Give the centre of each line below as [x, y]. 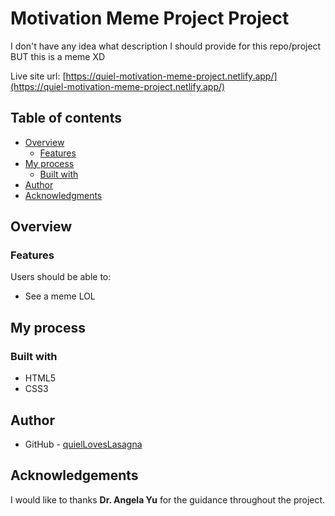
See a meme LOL [60, 296]
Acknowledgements [74, 475]
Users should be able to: [61, 277]
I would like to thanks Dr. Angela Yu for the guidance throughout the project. [168, 499]
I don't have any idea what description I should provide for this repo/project [166, 46]
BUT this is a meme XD [58, 56]
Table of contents [66, 118]
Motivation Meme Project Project [150, 18]
